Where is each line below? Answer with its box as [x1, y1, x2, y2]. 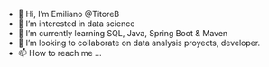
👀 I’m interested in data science [17, 18, 135, 29]
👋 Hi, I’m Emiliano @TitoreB [17, 9, 120, 19]
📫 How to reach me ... [17, 48, 102, 58]
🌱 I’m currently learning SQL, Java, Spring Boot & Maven [17, 28, 228, 38]
